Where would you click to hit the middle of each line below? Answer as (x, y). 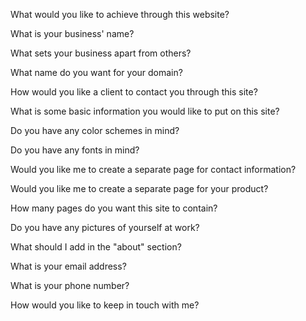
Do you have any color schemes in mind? (95, 130)
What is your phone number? (70, 285)
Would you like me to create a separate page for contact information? (153, 169)
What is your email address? (68, 266)
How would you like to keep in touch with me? (105, 305)
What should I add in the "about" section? (96, 247)
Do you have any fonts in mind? (75, 150)
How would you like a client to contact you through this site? (134, 92)
